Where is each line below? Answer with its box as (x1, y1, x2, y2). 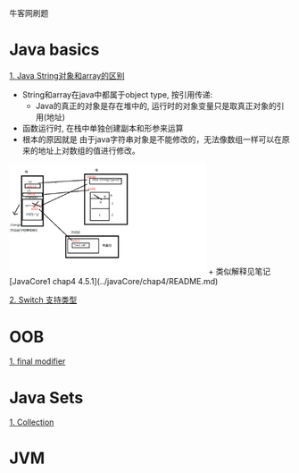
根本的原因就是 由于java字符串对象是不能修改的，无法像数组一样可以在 (21, 133, 283, 145)
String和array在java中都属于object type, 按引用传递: (21, 89, 213, 100)
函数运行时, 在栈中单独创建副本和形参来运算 (21, 122, 184, 133)
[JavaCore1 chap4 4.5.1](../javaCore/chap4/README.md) (9, 276, 219, 287)
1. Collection (9, 417, 54, 427)
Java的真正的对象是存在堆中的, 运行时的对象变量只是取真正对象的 (35, 100, 277, 111)
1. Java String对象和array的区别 (9, 70, 125, 80)
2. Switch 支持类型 (9, 294, 78, 306)
